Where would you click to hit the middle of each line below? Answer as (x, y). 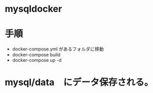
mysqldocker (33, 9)
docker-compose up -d (37, 60)
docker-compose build (36, 55)
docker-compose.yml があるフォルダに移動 (58, 49)
